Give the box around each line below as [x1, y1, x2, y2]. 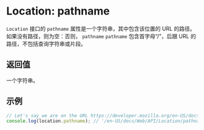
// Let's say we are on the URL [6, 112, 88, 119]
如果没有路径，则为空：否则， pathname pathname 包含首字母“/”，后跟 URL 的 [6, 32, 196, 40]
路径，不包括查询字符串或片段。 [6, 40, 86, 47]
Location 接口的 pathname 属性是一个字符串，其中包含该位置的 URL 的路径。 [6, 25, 195, 32]
